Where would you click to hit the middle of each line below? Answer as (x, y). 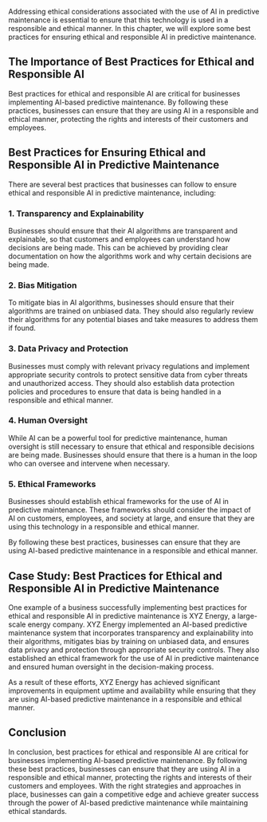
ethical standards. (38, 811)
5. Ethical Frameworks (52, 484)
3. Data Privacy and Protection (69, 348)
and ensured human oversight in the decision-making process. (111, 667)
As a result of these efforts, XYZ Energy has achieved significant (114, 682)
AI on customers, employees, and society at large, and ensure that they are (132, 518)
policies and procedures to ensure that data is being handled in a (115, 391)
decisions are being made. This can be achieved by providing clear (118, 247)
